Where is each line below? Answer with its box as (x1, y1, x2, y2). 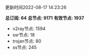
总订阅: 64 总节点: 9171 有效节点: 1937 (5, 15, 84, 21)
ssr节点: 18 (12, 32, 35, 37)
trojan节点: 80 (12, 38, 41, 44)
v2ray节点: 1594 (12, 25, 46, 31)
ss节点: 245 (12, 44, 37, 50)
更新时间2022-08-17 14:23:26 (5, 4, 66, 10)
